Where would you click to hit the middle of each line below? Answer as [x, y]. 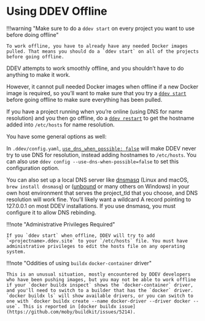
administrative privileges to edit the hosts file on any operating [96, 246]
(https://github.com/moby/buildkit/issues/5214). [71, 312]
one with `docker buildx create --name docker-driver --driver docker [99, 301]
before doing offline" [33, 34]
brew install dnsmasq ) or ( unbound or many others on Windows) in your [98, 186]
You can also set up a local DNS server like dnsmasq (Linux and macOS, [98, 180]
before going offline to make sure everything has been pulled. [84, 99]
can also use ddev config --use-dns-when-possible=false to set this [93, 161]
